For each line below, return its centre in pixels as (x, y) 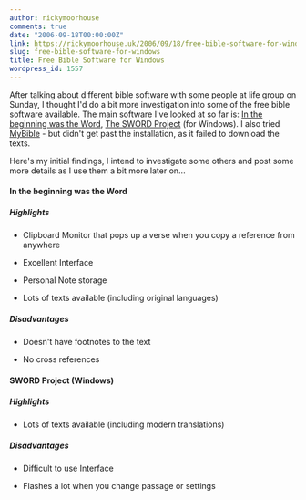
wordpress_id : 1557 (46, 69)
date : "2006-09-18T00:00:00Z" (67, 35)
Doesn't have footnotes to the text (87, 342)
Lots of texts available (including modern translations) (123, 424)
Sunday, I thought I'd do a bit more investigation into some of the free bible (150, 104)
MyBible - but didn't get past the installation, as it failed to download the (144, 133)
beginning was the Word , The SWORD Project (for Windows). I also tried (145, 123)
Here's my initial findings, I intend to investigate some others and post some (152, 161)
